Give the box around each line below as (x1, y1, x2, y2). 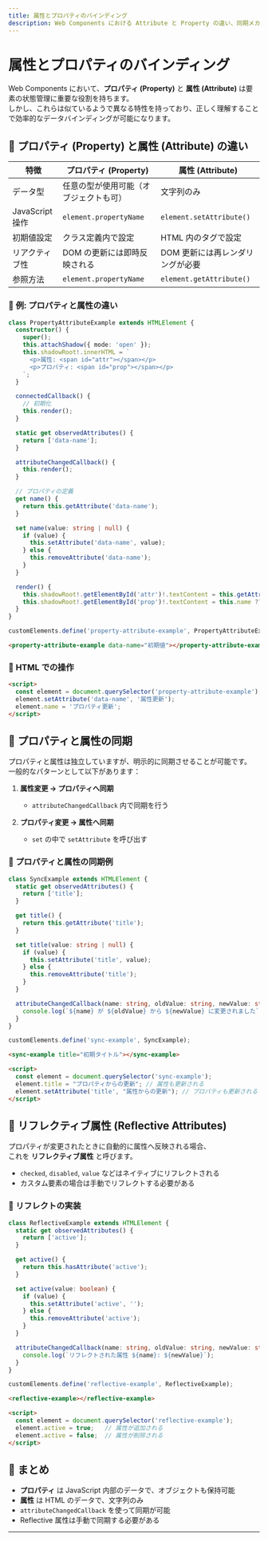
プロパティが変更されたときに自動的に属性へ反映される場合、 (8, 1141, 211, 1151)
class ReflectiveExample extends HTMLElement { (8, 1219, 170, 1227)
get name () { (15, 495, 59, 503)
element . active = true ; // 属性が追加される (15, 1424, 164, 1432)
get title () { (15, 912, 62, 920)
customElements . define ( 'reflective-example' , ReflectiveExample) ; (8, 1381, 234, 1389)
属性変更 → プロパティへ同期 (19, 783, 114, 794)
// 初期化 (22, 400, 52, 408)
